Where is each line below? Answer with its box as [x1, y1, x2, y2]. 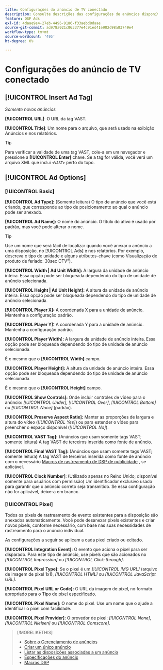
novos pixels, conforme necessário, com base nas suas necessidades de [5, 522, 151, 528]
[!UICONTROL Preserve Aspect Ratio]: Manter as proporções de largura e [5, 414, 154, 420]
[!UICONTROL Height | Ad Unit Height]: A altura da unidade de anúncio [5, 287, 148, 293]
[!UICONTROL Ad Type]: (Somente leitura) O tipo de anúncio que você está [5, 199, 157, 205]
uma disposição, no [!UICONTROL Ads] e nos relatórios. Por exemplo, [5, 248, 145, 254]
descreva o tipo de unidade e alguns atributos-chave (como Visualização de [5, 253, 158, 259]
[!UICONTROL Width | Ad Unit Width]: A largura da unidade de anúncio [5, 268, 149, 273]
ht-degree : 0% [5, 39, 34, 44]
